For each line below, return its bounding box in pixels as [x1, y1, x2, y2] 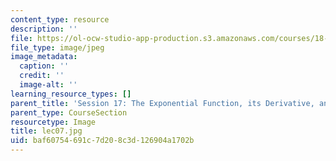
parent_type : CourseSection [10, 107, 128, 118]
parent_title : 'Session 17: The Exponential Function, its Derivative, [10, 98, 315, 108]
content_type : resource [10, 14, 110, 25]
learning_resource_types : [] [10, 89, 132, 99]
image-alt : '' [19, 80, 78, 90]
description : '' [10, 24, 78, 34]
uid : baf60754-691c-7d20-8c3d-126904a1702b [10, 136, 195, 146]
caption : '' [19, 61, 70, 71]
